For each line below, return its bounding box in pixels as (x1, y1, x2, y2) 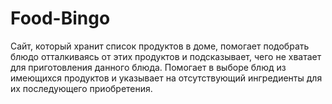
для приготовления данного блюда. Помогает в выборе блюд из (10, 61, 287, 73)
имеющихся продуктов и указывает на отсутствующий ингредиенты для (10, 72, 323, 84)
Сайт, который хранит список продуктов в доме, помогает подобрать (10, 40, 310, 52)
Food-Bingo (10, 7, 111, 30)
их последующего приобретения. (10, 82, 153, 94)
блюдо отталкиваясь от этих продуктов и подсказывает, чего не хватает (10, 50, 322, 62)
